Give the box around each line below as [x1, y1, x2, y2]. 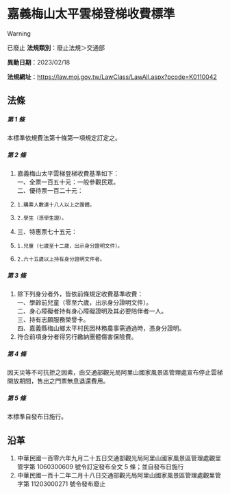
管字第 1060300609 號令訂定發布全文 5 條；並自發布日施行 [16, 462, 184, 471]
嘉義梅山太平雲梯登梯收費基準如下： [16, 169, 120, 178]
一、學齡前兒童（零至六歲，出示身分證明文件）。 [16, 298, 153, 307]
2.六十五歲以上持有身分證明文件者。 [16, 256, 105, 263]
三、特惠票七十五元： [16, 228, 77, 236]
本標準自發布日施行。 [7, 412, 67, 421]
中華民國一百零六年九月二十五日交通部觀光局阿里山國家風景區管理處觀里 [16, 454, 221, 462]
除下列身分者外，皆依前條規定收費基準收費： [16, 290, 144, 298]
